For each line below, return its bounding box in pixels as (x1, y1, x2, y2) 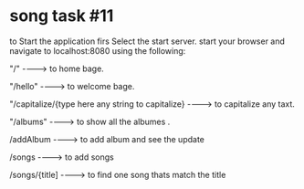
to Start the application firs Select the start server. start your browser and (9, 36, 286, 47)
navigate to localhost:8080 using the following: (9, 45, 186, 56)
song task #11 (9, 5, 114, 26)
